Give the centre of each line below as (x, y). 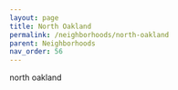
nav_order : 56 (37, 52)
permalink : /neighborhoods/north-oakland (89, 35)
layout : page (34, 18)
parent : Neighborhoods (52, 43)
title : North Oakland (51, 26)
